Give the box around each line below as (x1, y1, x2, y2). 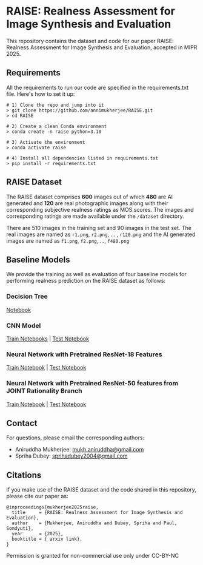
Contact (6, 418, 38, 428)
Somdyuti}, (6, 526, 34, 532)
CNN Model (6, 321, 41, 330)
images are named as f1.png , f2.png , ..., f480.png (6, 237, 130, 244)
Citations (6, 470, 42, 480)
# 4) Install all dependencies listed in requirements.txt (6, 155, 159, 161)
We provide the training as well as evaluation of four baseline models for (6, 271, 187, 278)
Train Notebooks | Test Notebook (6, 335, 90, 342)
